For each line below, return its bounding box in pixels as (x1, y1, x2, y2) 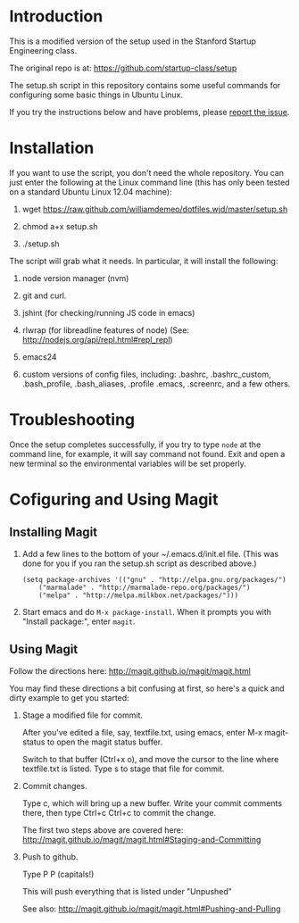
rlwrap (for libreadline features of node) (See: (21, 324, 190, 336)
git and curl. (21, 290, 67, 301)
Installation (9, 138, 95, 158)
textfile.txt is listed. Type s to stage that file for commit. (21, 763, 225, 774)
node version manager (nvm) (21, 272, 129, 283)
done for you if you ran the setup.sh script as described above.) (21, 558, 257, 569)
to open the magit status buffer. (46, 736, 163, 747)
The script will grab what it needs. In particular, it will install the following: (9, 255, 278, 266)
